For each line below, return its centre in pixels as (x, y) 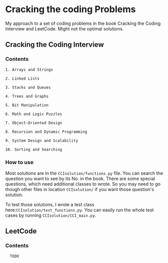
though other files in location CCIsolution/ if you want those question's (80, 189)
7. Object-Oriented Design (34, 123)
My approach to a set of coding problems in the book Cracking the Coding (83, 23)
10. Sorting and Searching (34, 149)
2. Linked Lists (22, 79)
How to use (20, 162)
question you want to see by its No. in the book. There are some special (80, 178)
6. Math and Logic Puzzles (34, 114)
